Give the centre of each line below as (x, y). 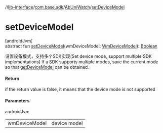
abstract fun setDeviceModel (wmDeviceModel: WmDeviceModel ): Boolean (81, 46)
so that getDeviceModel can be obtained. (47, 67)
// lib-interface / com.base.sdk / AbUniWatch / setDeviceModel (65, 7)
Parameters (17, 100)
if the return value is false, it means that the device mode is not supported (80, 89)
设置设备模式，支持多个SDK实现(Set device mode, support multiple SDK (79, 56)
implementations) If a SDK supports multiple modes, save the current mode (82, 62)
